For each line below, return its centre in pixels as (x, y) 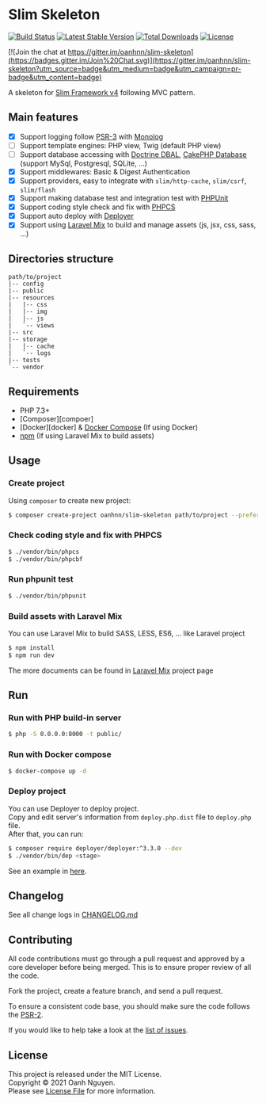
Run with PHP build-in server (65, 718)
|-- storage (28, 340)
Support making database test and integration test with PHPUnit (124, 198)
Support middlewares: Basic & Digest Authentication (105, 171)
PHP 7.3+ (34, 410)
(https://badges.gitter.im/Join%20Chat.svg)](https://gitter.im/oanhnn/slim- (129, 60)
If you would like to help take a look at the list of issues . (98, 1030)
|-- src (21, 333)
